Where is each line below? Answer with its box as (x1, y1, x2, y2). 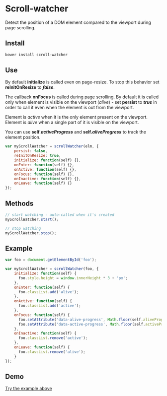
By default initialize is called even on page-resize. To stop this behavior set (5, 79, 160, 85)
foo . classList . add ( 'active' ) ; (18, 303, 81, 308)
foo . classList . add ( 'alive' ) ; (18, 289, 79, 294)
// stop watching (5, 226, 41, 231)
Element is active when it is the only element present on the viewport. (5, 114, 148, 120)
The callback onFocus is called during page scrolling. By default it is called (5, 94, 159, 100)
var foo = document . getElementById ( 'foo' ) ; (5, 258, 97, 263)
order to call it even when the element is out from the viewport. (5, 105, 134, 111)
